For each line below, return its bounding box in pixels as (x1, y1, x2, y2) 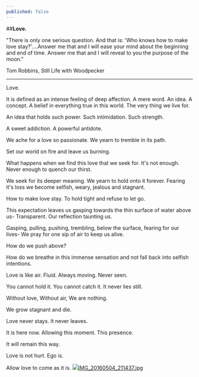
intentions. (6, 259, 32, 267)
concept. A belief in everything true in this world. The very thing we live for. (6, 102, 190, 109)
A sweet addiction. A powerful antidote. (6, 125, 102, 132)
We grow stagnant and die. (6, 306, 72, 313)
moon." (6, 55, 24, 62)
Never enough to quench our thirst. (6, 166, 92, 173)
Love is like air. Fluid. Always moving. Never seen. (6, 271, 128, 278)
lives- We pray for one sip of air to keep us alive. (6, 230, 124, 237)
